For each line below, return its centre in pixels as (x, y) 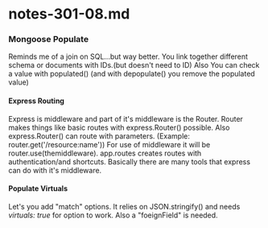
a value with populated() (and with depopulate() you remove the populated (132, 74)
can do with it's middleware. (55, 170)
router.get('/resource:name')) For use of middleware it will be (109, 144)
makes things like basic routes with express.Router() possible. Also (119, 127)
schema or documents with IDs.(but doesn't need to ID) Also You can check (134, 65)
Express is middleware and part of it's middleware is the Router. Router (126, 118)
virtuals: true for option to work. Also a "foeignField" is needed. (113, 215)
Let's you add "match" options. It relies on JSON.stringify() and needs (124, 206)
